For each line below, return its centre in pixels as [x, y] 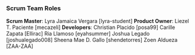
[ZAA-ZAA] [20, 46]
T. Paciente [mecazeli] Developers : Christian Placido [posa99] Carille [91, 27]
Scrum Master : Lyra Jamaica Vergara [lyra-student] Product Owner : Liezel [97, 21]
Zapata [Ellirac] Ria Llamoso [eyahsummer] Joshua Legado [78, 34]
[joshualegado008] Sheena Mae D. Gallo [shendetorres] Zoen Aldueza [92, 40]
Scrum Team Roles [33, 8]
